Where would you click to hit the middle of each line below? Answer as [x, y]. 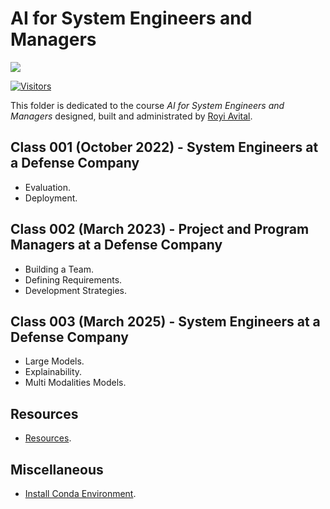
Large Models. [54, 361]
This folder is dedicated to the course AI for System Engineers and [147, 105]
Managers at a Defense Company [116, 245]
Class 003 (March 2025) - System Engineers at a [165, 321]
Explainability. [53, 372]
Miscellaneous [57, 469]
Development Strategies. [75, 290]
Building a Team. [59, 269]
